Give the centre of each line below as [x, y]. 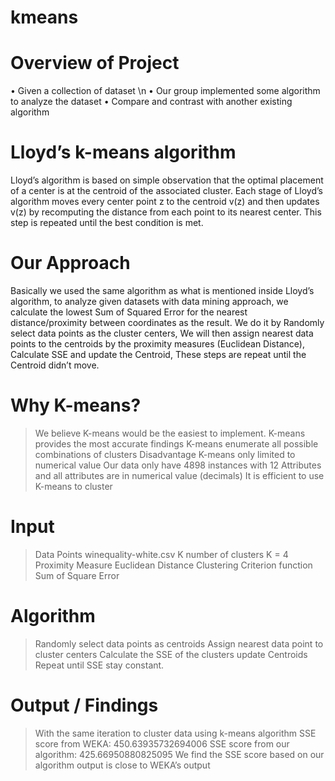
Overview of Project [95, 63]
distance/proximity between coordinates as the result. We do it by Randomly [167, 322]
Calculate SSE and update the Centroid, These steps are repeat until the [158, 354]
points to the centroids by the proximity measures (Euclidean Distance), [157, 344]
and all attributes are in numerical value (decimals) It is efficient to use [179, 475]
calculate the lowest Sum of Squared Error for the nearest [129, 312]
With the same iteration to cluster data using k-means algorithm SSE [175, 733]
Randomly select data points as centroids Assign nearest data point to [179, 643]
